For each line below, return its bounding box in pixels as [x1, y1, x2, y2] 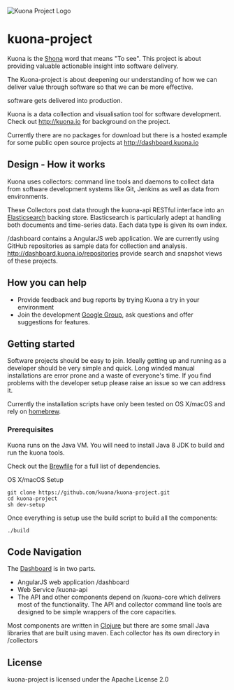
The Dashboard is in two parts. [7, 565, 96, 573]
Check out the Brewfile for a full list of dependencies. [7, 462, 161, 470]
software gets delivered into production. [7, 96, 123, 104]
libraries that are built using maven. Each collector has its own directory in [7, 629, 220, 637]
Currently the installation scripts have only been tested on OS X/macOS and [7, 400, 226, 408]
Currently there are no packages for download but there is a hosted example [7, 130, 228, 139]
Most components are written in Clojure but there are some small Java [7, 621, 210, 630]
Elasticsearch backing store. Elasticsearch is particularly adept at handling [7, 213, 221, 221]
